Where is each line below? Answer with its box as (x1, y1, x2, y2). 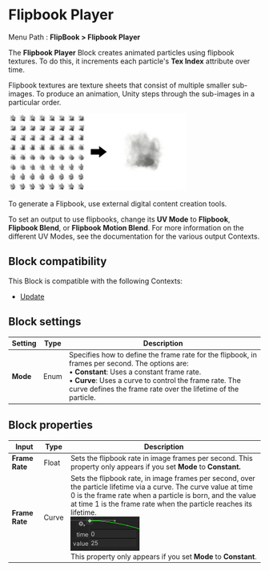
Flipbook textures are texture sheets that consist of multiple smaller (8, 80, 231, 90)
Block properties (8, 418, 94, 432)
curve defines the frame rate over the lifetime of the (69, 384, 239, 394)
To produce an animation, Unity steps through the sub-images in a (35, 88, 255, 98)
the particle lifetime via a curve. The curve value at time (70, 482, 254, 491)
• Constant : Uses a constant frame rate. (69, 367, 202, 377)
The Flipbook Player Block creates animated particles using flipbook (8, 47, 235, 57)
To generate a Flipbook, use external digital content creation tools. (8, 198, 227, 208)
